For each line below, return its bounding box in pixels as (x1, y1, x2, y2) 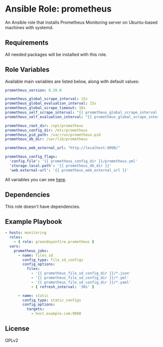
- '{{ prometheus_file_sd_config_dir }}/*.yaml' (31, 280, 131, 284)
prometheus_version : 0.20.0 (5, 88, 62, 93)
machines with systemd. (5, 24, 54, 30)
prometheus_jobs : (14, 248, 49, 253)
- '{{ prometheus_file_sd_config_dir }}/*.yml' (31, 275, 130, 281)
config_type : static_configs (22, 298, 81, 302)
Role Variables (5, 65, 49, 74)
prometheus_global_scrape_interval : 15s (5, 96, 88, 101)
